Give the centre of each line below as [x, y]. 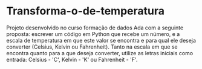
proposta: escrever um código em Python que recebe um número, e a [93, 34]
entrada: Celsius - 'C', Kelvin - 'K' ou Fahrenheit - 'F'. [72, 59]
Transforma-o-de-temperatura [86, 11]
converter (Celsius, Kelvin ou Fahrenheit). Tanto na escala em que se [92, 47]
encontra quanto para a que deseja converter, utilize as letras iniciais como [100, 53]
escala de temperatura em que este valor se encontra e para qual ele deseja [101, 40]
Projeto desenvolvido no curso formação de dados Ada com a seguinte [95, 28]
